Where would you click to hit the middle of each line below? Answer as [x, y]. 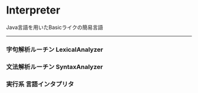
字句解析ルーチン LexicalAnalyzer [55, 49]
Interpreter [33, 10]
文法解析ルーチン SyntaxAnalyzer [55, 67]
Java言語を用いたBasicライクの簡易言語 [55, 27]
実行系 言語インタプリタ [40, 84]
